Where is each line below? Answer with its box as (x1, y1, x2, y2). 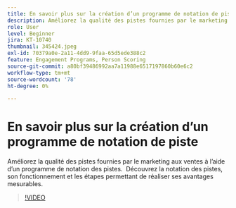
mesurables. (7, 180, 44, 188)
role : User (7, 23, 39, 30)
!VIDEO (24, 193, 46, 202)
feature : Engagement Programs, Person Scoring (7, 56, 146, 63)
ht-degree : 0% (7, 82, 49, 90)
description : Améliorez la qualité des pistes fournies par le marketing (7, 17, 228, 24)
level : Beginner (7, 30, 55, 37)
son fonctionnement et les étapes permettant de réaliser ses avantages (7, 172, 214, 181)
